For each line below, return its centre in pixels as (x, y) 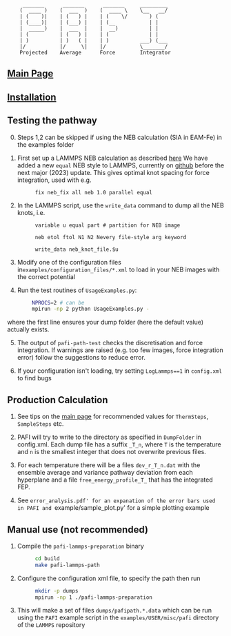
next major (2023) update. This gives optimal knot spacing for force (113, 172)
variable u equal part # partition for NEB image (108, 225)
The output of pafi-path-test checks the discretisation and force (110, 343)
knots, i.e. (31, 212)
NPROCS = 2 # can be (58, 302)
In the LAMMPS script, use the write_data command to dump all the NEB (120, 205)
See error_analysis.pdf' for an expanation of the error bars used (116, 500)
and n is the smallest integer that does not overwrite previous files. (112, 452)
